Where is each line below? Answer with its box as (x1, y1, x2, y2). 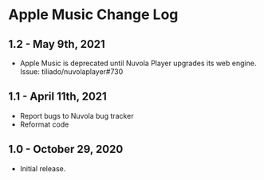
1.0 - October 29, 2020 (8, 143, 124, 156)
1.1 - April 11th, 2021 (8, 90, 108, 104)
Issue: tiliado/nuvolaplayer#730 (19, 67, 124, 76)
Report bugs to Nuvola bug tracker (19, 111, 134, 120)
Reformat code (19, 119, 69, 129)
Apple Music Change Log (8, 6, 179, 24)
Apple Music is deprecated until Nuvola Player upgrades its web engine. (19, 58, 257, 68)
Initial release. (19, 163, 66, 173)
